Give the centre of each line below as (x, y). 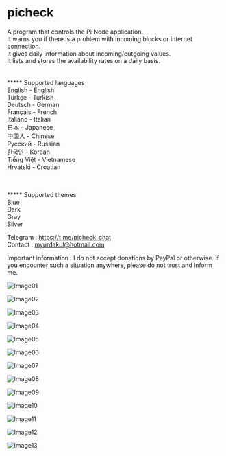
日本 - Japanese (30, 127)
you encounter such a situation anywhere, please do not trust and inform (110, 265)
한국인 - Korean (28, 152)
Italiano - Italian (29, 119)
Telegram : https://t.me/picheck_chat (59, 237)
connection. (24, 46)
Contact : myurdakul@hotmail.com (56, 244)
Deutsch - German (33, 104)
